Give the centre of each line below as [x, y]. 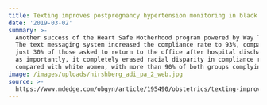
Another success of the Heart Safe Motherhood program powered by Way [135, 37]
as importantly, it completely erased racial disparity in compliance [135, 60]
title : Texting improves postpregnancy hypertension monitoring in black [133, 15]
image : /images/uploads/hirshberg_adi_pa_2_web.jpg [95, 74]
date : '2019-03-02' [41, 23]
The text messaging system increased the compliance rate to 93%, [128, 45]
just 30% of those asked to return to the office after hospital [126, 52]
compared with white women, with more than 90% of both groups [122, 67]
